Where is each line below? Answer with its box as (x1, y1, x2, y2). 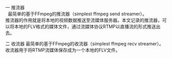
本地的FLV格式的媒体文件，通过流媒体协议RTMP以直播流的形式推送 (14, 23, 156, 30)
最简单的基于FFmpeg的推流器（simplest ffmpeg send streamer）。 (7, 11, 147, 17)
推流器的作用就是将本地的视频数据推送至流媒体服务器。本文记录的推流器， (5, 17, 162, 23)
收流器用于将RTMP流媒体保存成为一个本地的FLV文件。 (5, 47, 120, 53)
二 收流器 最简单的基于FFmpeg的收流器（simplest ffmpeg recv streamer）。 (5, 41, 164, 47)
